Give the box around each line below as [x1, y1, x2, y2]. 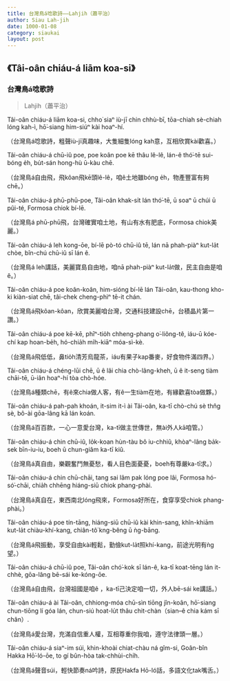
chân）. [7, 615, 30, 623]
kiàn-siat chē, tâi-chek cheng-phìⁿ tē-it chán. [13, 293, 143, 301]
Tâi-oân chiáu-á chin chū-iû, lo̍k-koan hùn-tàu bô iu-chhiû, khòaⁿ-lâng [7, 437, 207, 446]
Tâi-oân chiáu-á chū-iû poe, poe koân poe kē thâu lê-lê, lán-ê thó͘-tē [7, 150, 201, 159]
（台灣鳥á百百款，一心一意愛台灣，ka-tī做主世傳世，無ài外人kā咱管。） [7, 423, 207, 431]
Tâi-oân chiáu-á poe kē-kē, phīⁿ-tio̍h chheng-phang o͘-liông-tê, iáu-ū [7, 329, 202, 338]
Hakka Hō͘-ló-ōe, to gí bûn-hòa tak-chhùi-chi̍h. [7, 651, 140, 660]
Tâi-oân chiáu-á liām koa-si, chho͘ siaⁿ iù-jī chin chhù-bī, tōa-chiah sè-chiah [7, 115, 222, 124]
